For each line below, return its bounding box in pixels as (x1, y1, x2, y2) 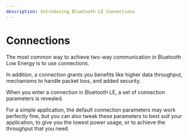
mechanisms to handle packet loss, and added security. (6, 77, 141, 84)
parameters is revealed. (6, 95, 63, 102)
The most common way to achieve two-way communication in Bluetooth (6, 53, 182, 60)
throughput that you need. (6, 124, 69, 132)
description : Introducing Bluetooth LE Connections (6, 8, 135, 15)
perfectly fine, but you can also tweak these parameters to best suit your (6, 112, 182, 119)
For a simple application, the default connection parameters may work (6, 106, 176, 113)
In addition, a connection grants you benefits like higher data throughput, (6, 71, 183, 78)
